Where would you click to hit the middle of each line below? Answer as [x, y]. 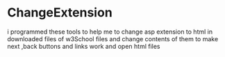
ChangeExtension [60, 13]
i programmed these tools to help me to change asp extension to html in [110, 32]
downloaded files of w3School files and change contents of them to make [113, 38]
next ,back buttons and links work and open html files [84, 46]
